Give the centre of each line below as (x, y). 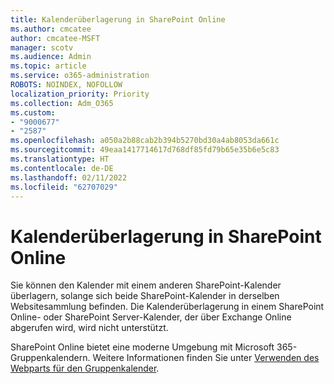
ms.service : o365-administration (80, 76)
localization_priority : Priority (80, 94)
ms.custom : (33, 112)
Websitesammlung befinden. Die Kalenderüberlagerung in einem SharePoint (167, 307)
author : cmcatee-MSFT (55, 38)
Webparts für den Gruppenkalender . (85, 368)
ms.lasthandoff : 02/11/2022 (69, 177)
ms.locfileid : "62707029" (64, 187)
